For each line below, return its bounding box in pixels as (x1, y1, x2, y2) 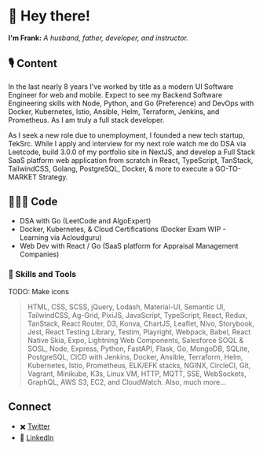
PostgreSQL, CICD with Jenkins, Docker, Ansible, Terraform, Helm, (27, 352, 243, 361)
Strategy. (38, 172, 68, 182)
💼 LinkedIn (19, 433, 54, 442)
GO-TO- (214, 164, 242, 173)
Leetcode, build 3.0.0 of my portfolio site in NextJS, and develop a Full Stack (8, 147, 255, 157)
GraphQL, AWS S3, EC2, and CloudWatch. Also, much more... (27, 377, 226, 386)
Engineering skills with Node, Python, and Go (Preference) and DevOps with (8, 98, 254, 108)
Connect (8, 400, 52, 414)
